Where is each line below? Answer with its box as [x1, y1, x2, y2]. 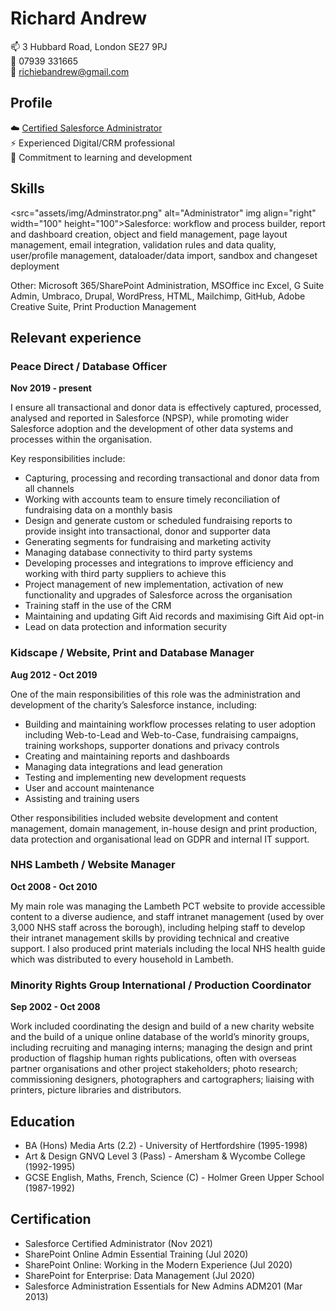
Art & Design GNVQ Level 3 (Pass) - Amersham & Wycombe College [24, 1150, 306, 1162]
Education [10, 1113, 76, 1130]
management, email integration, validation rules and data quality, [10, 238, 277, 251]
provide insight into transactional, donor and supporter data [24, 525, 271, 537]
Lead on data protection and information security [24, 621, 228, 633]
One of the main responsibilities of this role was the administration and [10, 688, 301, 700]
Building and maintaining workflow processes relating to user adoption [24, 718, 316, 730]
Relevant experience [10, 329, 142, 346]
